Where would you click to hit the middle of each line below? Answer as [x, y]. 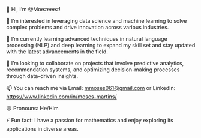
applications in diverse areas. [43, 129]
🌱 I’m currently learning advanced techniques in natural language [87, 39]
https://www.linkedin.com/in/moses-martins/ [61, 97]
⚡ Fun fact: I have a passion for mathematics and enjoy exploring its [90, 120]
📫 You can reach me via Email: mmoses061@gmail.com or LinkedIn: [91, 88]
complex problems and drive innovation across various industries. [88, 27]
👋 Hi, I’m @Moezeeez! [34, 9]
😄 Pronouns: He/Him [32, 108]
